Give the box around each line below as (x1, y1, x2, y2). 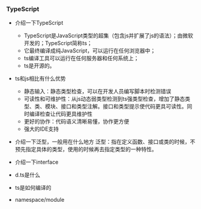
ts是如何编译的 (14, 184, 52, 192)
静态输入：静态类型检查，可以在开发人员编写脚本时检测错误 (23, 88, 172, 95)
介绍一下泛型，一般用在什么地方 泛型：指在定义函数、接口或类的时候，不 (14, 138, 196, 146)
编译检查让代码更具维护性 (29, 110, 93, 117)
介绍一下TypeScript (14, 19, 64, 27)
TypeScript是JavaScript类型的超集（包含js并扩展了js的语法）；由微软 (23, 32, 194, 39)
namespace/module (14, 196, 65, 204)
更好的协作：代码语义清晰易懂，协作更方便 (23, 118, 130, 125)
